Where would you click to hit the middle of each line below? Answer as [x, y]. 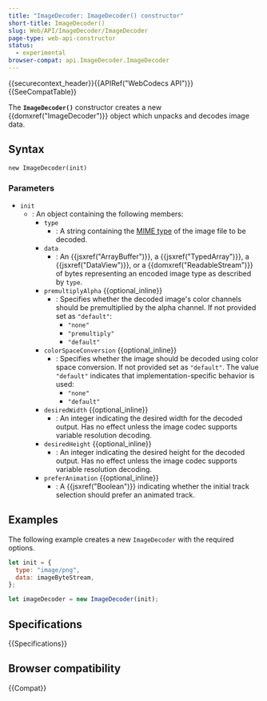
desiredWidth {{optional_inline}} [96, 409]
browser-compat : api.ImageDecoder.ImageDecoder [89, 61]
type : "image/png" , [48, 570]
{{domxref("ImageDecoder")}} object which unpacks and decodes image [129, 115]
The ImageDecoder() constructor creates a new [85, 107]
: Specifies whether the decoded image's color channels [149, 299]
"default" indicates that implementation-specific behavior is [155, 375]
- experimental [41, 53]
